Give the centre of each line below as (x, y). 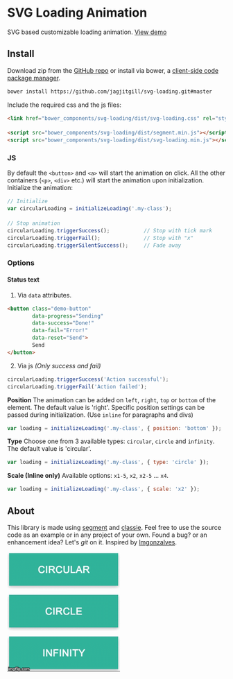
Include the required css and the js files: (64, 105)
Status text (23, 280)
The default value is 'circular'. (49, 449)
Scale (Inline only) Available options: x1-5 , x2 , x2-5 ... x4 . (88, 476)
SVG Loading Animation (77, 13)
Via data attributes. (44, 295)
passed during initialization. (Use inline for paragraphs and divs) (101, 415)
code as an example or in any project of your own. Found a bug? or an (107, 535)
